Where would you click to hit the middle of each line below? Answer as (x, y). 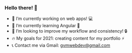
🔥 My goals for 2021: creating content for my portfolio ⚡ (68, 38)
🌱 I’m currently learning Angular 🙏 (46, 26)
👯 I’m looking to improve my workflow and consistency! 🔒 (69, 31)
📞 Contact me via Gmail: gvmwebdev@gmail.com (61, 45)
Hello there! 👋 (21, 8)
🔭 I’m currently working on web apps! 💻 (52, 18)
